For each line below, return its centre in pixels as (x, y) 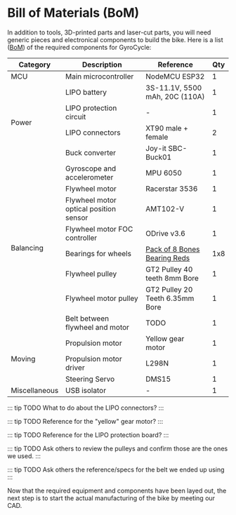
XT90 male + (167, 128)
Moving (23, 359)
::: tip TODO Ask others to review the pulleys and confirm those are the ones (118, 448)
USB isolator (86, 390)
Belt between (87, 319)
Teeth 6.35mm (170, 298)
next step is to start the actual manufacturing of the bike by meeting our (111, 498)
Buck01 (159, 157)
